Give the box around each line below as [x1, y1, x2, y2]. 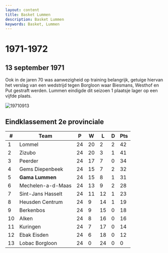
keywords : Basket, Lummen [5, 21, 60, 27]
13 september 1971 [5, 63, 65, 72]
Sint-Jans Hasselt [19, 190, 63, 197]
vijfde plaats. [5, 93, 32, 99]
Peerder [19, 157, 39, 164]
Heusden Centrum [19, 198, 63, 205]
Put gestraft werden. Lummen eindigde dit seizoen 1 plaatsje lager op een [5, 88, 158, 94]
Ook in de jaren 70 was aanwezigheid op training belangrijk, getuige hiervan [5, 77, 163, 83]
